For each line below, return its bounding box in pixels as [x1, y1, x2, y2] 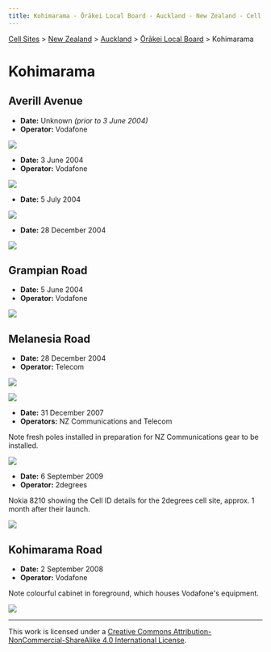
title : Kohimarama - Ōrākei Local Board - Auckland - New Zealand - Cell [8, 11, 262, 20]
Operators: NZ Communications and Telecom [19, 416, 173, 426]
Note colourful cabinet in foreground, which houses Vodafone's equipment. [8, 588, 260, 598]
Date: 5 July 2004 [19, 194, 81, 204]
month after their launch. [8, 504, 90, 514]
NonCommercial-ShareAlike [8, 635, 101, 646]
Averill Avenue [8, 94, 83, 108]
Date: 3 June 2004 [19, 155, 84, 165]
